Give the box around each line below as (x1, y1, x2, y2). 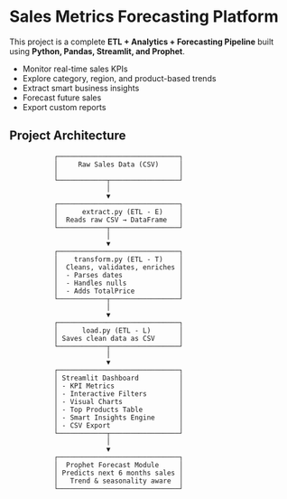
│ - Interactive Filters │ (53, 389, 183, 399)
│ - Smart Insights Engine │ (53, 413, 183, 422)
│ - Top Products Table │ (53, 405, 183, 414)
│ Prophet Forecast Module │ (53, 460, 183, 469)
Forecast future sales (22, 92, 102, 103)
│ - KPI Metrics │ (53, 381, 183, 391)
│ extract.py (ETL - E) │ (53, 207, 183, 216)
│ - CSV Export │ (53, 420, 183, 430)
